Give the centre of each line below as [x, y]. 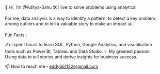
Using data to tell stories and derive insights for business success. [71, 57]
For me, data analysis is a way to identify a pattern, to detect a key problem [80, 18]
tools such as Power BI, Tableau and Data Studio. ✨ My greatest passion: [78, 51]
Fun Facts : [16, 35]
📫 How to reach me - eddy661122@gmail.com [52, 66]
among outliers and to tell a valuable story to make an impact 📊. [69, 24]
